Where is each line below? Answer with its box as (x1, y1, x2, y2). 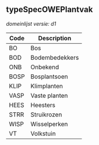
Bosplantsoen (30, 72, 68, 81)
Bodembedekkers (30, 53, 79, 61)
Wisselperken (30, 120, 68, 128)
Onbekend (30, 63, 59, 71)
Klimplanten (30, 82, 63, 90)
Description (38, 34, 72, 42)
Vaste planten (30, 91, 68, 99)
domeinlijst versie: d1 (6, 20, 56, 27)
